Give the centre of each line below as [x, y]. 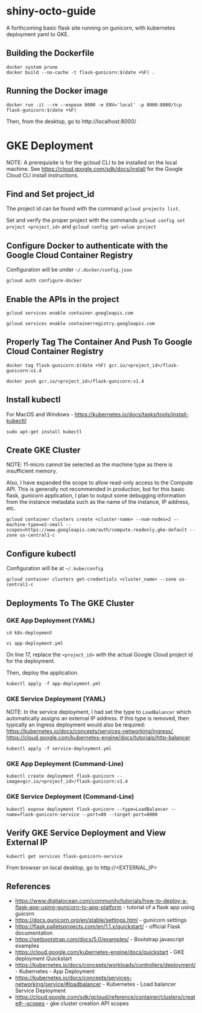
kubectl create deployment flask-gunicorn [60, 776]
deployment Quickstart [43, 959]
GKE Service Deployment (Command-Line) [70, 796]
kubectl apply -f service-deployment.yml [59, 749]
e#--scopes [30, 1003]
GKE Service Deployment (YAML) [56, 699]
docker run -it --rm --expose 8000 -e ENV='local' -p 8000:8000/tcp [94, 105]
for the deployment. [31, 661]
